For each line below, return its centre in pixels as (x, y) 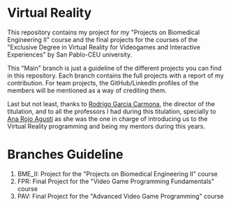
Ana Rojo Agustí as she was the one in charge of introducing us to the (107, 119)
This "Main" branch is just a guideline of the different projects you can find (114, 68)
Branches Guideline (65, 155)
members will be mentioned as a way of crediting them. (87, 90)
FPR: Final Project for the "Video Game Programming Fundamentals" (116, 181)
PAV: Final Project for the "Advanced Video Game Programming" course (120, 196)
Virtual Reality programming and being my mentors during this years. (106, 126)
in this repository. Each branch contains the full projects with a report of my (116, 76)
